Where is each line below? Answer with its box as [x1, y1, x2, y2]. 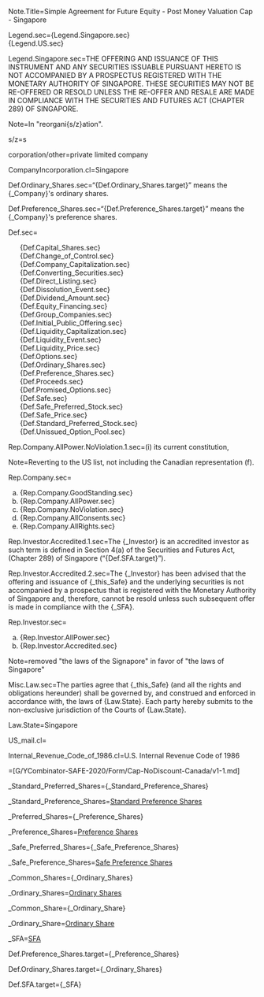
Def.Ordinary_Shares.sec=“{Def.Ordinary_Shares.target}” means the [8, 180, 228, 190]
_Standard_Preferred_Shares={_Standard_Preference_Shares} [8, 781, 209, 791]
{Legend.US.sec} [8, 39, 65, 48]
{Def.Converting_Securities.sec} [19, 268, 125, 277]
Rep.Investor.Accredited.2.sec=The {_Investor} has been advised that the [8, 569, 247, 578]
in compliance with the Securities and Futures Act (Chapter [8, 96, 244, 105]
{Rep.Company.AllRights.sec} [19, 521, 116, 531]
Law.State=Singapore [8, 721, 78, 729]
